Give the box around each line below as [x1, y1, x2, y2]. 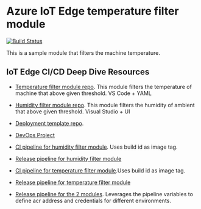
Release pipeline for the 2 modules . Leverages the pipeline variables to [15, 190, 194, 197]
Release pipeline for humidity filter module [15, 155, 122, 162]
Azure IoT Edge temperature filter [6, 4, 179, 18]
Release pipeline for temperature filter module [15, 179, 131, 186]
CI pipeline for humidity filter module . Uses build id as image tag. [15, 143, 178, 151]
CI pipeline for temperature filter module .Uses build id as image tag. [15, 166, 186, 174]
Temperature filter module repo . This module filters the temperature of [15, 83, 192, 90]
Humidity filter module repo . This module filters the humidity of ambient [15, 101, 195, 108]
